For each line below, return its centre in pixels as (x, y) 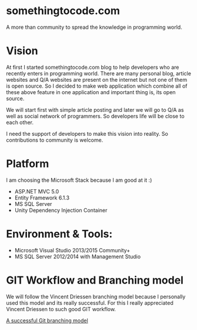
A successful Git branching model (47, 320)
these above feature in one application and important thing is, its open (91, 92)
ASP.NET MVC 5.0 (37, 191)
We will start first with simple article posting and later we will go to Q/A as (95, 109)
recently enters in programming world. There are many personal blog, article (98, 73)
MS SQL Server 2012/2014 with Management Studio (78, 256)
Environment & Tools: (59, 234)
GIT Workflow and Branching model (95, 280)
